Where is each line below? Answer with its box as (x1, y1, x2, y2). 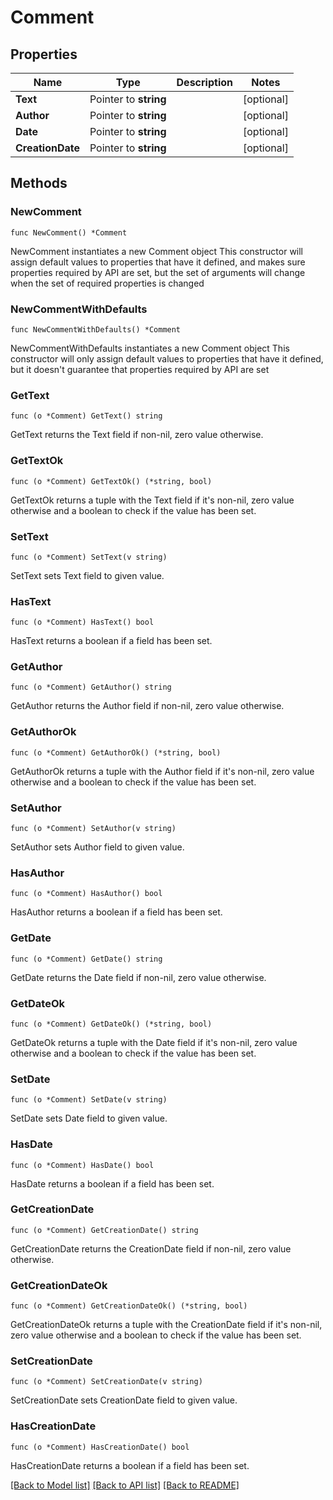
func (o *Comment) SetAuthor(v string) (10, 824, 177, 834)
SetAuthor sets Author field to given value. (10, 841, 185, 853)
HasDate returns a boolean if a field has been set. (10, 1177, 215, 1190)
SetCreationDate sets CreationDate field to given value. (10, 1394, 238, 1406)
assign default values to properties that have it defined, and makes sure (10, 256, 306, 268)
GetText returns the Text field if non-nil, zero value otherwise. (10, 429, 264, 441)
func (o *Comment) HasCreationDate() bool (10, 1442, 190, 1452)
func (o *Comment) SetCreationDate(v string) (10, 1377, 203, 1387)
